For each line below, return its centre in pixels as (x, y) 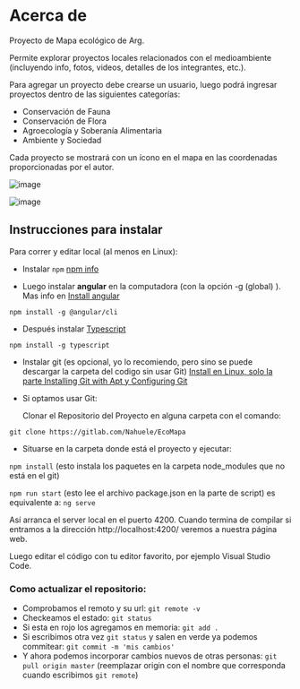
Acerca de (48, 16)
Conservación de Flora (64, 121)
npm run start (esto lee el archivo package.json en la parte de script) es (142, 493)
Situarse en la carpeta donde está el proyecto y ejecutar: (127, 448)
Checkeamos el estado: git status (87, 618)
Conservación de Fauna (66, 111)
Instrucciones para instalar (86, 230)
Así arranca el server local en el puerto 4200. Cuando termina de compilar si (150, 520)
